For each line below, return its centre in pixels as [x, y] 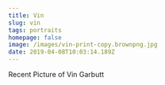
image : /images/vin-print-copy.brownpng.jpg [83, 45]
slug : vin [25, 23]
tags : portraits [35, 30]
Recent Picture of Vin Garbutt [56, 74]
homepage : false [35, 37]
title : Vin [26, 15]
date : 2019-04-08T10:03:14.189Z [61, 52]
